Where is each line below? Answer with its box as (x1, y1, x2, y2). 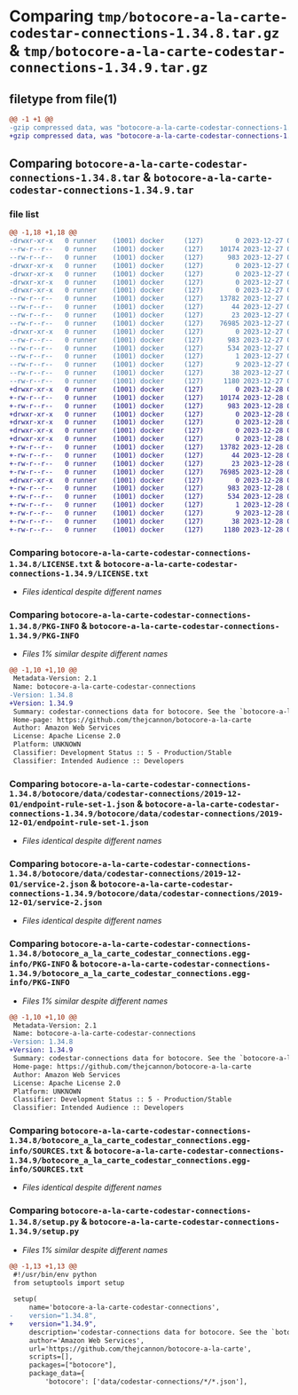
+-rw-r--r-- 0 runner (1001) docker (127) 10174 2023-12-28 (9, 393, 284, 402)
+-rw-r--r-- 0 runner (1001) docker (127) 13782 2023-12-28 (9, 443, 284, 452)
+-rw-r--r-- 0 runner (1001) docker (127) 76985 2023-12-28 (9, 468, 284, 477)
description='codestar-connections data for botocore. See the (28, 1328, 268, 1336)
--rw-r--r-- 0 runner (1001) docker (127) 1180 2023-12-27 (9, 377, 284, 386)
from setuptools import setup (12, 1278, 125, 1288)
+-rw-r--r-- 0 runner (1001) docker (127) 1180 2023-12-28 (9, 525, 284, 534)
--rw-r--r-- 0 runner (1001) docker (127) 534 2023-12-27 (9, 343, 284, 352)
